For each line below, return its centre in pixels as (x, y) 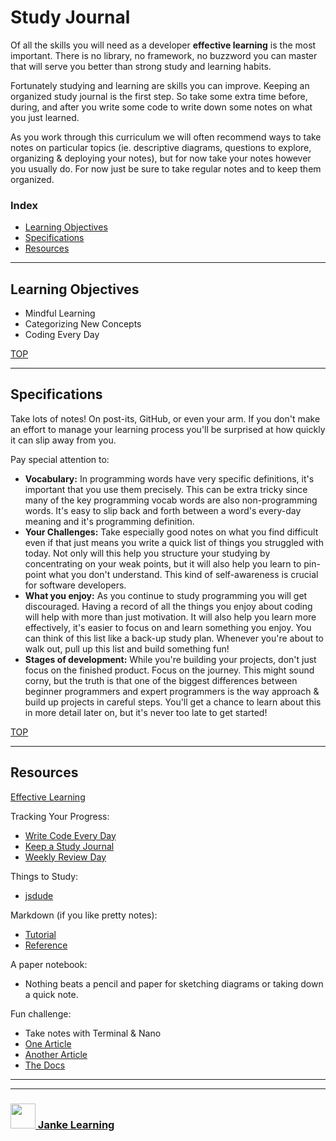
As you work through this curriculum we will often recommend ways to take (166, 137)
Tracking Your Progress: (60, 816)
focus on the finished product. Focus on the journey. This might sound (169, 670)
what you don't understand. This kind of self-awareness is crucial (183, 574)
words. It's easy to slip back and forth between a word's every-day (163, 510)
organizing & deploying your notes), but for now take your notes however (161, 158)
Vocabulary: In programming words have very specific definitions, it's (169, 478)
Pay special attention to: (60, 459)
